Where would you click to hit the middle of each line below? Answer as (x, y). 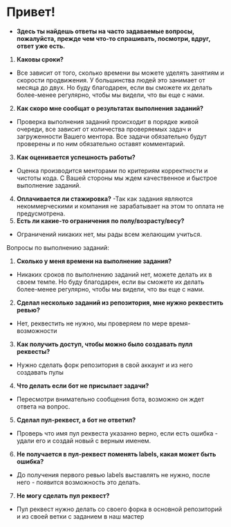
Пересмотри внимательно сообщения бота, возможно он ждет (110, 399)
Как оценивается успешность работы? (76, 157)
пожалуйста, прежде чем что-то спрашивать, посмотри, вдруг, (113, 38)
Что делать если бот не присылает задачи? (83, 386)
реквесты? (33, 351)
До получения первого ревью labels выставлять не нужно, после (113, 474)
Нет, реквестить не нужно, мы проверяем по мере (92, 323)
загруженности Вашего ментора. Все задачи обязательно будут (111, 136)
